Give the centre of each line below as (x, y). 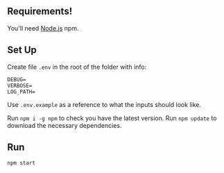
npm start (21, 163)
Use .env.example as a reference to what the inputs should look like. (104, 104)
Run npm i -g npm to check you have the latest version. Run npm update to (112, 118)
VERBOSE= (20, 85)
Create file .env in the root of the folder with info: (77, 67)
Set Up (22, 50)
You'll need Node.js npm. (43, 28)
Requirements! (40, 11)
